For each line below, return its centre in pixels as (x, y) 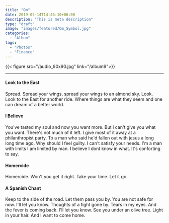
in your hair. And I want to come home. (45, 215)
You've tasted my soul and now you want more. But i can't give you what (80, 127)
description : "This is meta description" (49, 19)
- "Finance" (22, 52)
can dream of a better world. (35, 104)
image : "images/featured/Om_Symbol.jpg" (48, 29)
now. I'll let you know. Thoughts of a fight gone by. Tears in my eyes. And (81, 205)
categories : (18, 33)
